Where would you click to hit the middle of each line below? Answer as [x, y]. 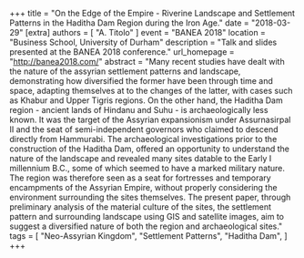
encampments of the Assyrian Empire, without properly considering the [143, 187]
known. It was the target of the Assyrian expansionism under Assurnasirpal [150, 119]
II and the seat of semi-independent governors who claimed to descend [144, 129]
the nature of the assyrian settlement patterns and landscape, [125, 71]
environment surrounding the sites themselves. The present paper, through [150, 197]
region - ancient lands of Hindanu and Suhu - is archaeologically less [139, 110]
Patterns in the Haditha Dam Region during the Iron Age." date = [130, 23]
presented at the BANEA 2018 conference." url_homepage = [122, 52]
